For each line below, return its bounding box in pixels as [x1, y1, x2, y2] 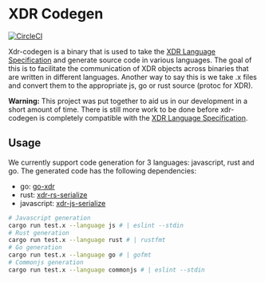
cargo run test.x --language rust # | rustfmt [8, 236, 166, 244]
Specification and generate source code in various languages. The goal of [8, 55, 252, 65]
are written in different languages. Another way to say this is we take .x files [8, 72, 257, 81]
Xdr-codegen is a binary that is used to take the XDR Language [8, 46, 216, 56]
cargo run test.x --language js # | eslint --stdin [8, 221, 184, 229]
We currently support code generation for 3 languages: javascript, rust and [8, 157, 255, 167]
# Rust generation [8, 228, 69, 236]
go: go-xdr [19, 181, 56, 191]
